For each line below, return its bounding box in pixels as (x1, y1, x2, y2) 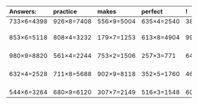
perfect (141, 8, 163, 15)
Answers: (9, 8, 37, 15)
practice (52, 8, 77, 15)
